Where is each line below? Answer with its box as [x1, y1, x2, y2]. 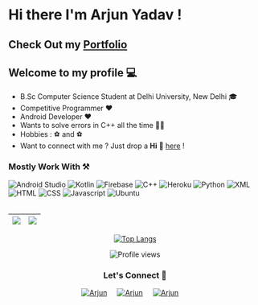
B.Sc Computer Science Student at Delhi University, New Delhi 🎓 [19, 92, 238, 101]
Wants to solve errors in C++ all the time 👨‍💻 [19, 121, 165, 130]
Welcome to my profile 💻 [8, 66, 137, 80]
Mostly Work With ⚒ [8, 161, 90, 172]
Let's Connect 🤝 [103, 270, 167, 281]
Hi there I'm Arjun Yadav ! [8, 6, 182, 24]
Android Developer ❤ [19, 112, 92, 122]
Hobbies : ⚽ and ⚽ [19, 130, 83, 139]
